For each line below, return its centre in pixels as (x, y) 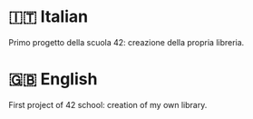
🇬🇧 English (53, 79)
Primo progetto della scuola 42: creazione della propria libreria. (126, 42)
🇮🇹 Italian (48, 17)
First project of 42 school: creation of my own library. (108, 104)
